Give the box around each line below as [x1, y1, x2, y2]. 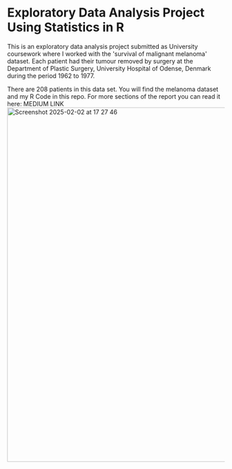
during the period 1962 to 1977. [7, 71, 95, 80]
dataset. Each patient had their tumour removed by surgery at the [7, 57, 193, 65]
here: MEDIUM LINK [7, 99, 64, 108]
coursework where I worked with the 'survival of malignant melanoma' [7, 50, 207, 58]
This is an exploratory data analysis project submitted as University [7, 42, 198, 50]
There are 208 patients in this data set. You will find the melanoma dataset [7, 85, 219, 93]
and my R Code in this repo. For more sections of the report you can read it [7, 92, 221, 101]
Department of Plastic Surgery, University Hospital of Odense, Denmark [7, 64, 212, 72]
